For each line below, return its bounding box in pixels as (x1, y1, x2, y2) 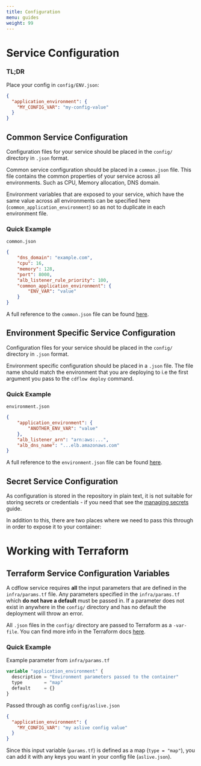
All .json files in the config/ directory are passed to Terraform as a (6, 622, 172, 629)
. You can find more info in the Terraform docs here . (17, 628, 146, 635)
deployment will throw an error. (6, 610, 84, 617)
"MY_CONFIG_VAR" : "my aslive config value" (17, 724, 128, 730)
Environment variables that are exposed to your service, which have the (6, 191, 184, 198)
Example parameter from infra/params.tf (6, 657, 110, 664)
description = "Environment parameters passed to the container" (11, 674, 179, 680)
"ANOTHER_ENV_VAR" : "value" (28, 425, 98, 431)
